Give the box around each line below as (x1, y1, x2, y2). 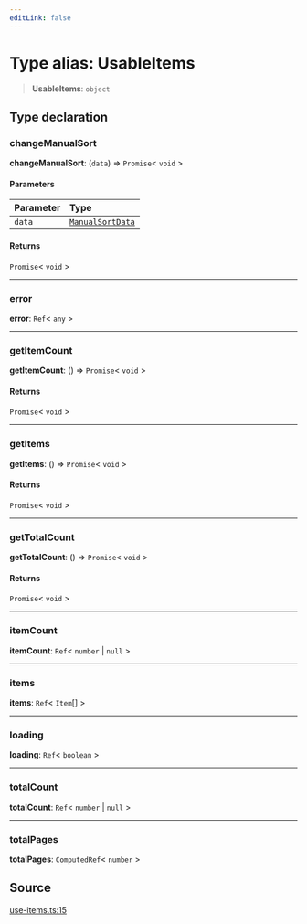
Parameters (9, 178, 55, 189)
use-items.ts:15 (9, 904, 67, 915)
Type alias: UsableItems (9, 52, 196, 73)
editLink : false (9, 13, 71, 23)
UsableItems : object (31, 83, 111, 94)
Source (9, 880, 52, 896)
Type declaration (9, 109, 108, 124)
